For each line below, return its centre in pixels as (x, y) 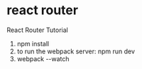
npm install (33, 43)
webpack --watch (43, 58)
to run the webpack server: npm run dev (76, 51)
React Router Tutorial (37, 30)
